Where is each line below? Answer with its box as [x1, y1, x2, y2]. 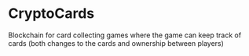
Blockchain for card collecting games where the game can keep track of [8, 30, 242, 40]
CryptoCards [8, 5, 95, 23]
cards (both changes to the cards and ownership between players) [8, 38, 224, 47]
